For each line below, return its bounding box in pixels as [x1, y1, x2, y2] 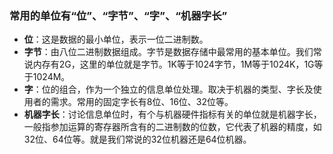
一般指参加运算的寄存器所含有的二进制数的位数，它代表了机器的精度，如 [23, 121, 322, 133]
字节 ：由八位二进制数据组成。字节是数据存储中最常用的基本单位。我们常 [23, 46, 322, 58]
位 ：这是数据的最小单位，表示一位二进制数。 [23, 33, 209, 46]
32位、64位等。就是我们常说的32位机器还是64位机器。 [23, 133, 252, 146]
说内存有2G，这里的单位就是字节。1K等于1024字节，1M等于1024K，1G [23, 58, 315, 71]
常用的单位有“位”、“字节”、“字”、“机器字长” [9, 8, 228, 22]
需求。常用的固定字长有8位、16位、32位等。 [50, 96, 234, 108]
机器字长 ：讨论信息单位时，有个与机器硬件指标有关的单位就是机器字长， [23, 108, 322, 121]
